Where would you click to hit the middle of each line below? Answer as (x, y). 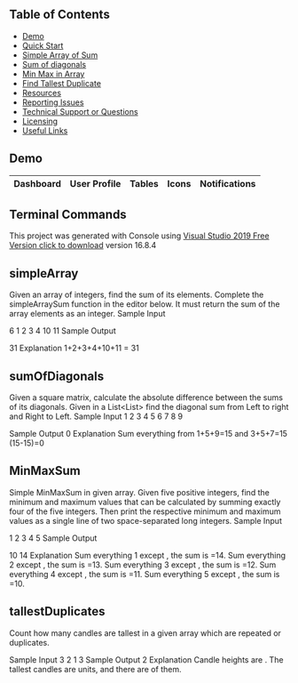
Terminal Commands (68, 215)
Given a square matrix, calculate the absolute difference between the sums (146, 398)
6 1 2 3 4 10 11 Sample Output (63, 331)
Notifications (227, 183)
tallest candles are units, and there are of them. (95, 669)
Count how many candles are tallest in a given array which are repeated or (145, 633)
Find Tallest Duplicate (62, 83)
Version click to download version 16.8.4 (83, 245)
